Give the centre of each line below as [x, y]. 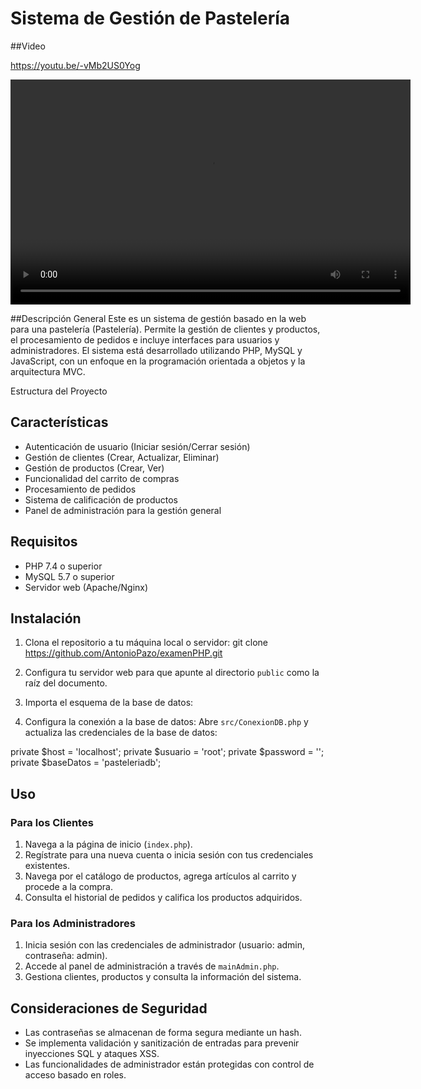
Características [59, 422]
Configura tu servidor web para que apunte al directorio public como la [172, 673]
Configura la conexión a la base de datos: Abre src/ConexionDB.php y [166, 722]
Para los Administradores [73, 923]
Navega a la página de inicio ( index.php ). [108, 844]
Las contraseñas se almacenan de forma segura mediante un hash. [163, 1033]
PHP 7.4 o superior [63, 566]
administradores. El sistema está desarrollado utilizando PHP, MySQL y [156, 350]
